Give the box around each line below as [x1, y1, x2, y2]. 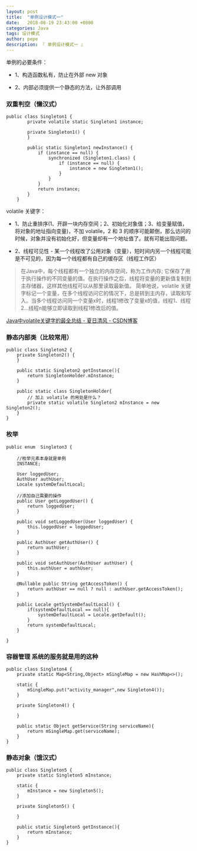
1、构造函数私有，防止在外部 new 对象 [14, 71, 108, 78]
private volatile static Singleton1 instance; [27, 119, 144, 125]
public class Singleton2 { [6, 347, 73, 353]
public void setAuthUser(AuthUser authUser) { [17, 560, 133, 566]
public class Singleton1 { [6, 114, 73, 120]
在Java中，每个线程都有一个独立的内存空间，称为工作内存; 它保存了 [20, 267, 186, 275]
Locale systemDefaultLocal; [17, 481, 86, 487]
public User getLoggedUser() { [17, 498, 94, 504]
